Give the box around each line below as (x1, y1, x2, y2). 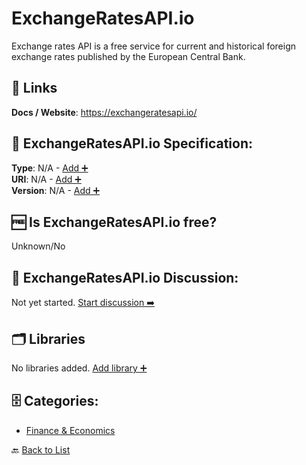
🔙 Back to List (11, 443, 71, 456)
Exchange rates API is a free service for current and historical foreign (11, 40, 296, 52)
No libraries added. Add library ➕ (11, 362, 148, 374)
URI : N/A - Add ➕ (11, 173, 82, 185)
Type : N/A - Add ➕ (11, 162, 89, 174)
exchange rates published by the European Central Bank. (11, 50, 246, 62)
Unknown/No (11, 240, 66, 252)
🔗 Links (11, 80, 58, 97)
